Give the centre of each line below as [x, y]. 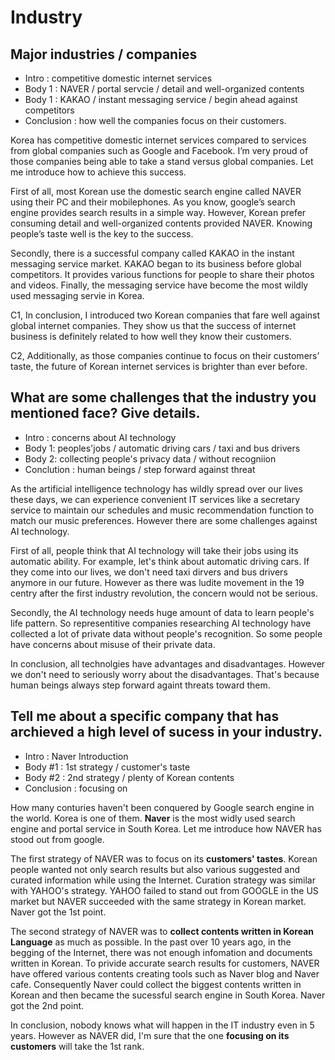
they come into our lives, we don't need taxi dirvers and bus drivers [149, 572]
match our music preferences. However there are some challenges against [164, 520]
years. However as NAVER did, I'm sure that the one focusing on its [150, 1035]
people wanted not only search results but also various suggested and [155, 869]
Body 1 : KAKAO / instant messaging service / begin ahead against [161, 99]
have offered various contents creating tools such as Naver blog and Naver [165, 973]
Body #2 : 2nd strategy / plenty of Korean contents [129, 777]
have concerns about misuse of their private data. [113, 644]
